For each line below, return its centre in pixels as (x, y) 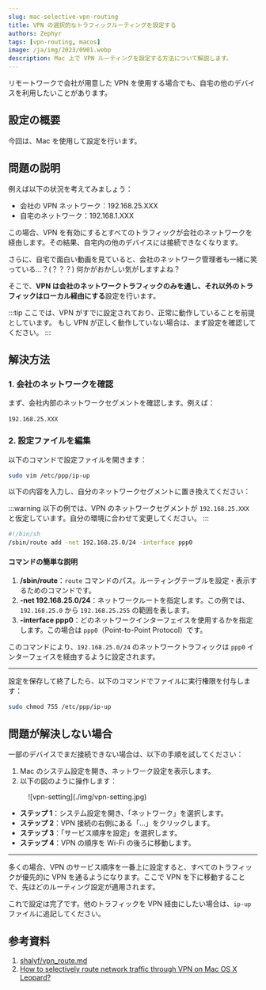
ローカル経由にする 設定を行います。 (101, 295)
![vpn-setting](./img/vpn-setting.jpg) (87, 797)
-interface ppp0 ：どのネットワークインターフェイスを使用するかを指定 (136, 620)
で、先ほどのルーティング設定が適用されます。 (84, 887)
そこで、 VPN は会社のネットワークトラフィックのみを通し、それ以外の (124, 286)
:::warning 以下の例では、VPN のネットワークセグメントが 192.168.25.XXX (129, 508)
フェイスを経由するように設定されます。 (94, 657)
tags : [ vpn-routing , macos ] (55, 42)
